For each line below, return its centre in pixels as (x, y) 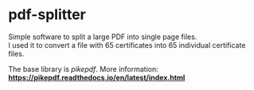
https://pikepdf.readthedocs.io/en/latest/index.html (97, 77)
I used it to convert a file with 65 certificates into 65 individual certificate (127, 45)
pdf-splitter (47, 15)
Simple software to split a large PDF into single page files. (103, 37)
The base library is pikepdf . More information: (84, 68)
